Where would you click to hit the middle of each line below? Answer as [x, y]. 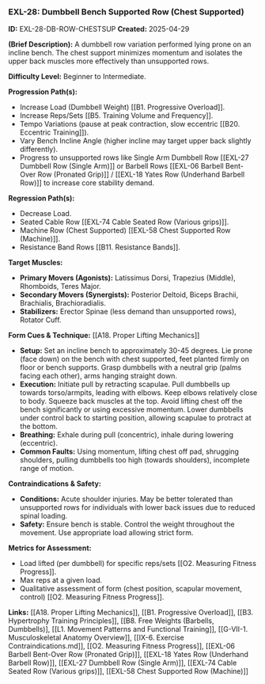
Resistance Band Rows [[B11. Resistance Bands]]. [100, 247]
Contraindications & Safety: [55, 484]
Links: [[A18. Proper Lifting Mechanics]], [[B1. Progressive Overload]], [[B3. [131, 613]
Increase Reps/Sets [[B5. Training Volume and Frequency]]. [116, 116]
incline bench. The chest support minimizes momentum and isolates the [125, 53]
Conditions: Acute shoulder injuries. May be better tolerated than [126, 499]
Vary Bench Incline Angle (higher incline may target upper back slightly [135, 141]
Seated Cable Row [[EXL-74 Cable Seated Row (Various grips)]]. [124, 222]
